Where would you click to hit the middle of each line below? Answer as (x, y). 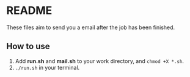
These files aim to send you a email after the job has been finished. (91, 27)
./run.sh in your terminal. (47, 67)
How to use (28, 46)
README (29, 11)
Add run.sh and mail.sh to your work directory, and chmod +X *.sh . (100, 61)
